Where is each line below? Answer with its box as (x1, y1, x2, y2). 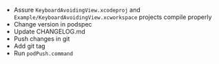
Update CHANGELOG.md (13, 27, 86, 35)
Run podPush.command (13, 49, 74, 57)
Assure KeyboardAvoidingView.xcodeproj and (13, 6, 141, 14)
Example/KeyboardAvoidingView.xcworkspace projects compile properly (13, 13, 212, 21)
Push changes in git (13, 35, 70, 43)
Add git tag (13, 42, 46, 50)
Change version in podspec (13, 20, 92, 28)
